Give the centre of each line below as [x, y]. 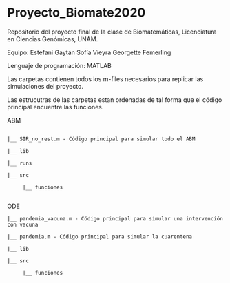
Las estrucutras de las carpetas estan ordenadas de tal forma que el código [115, 99]
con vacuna [23, 224]
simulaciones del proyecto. [45, 86]
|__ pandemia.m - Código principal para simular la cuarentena [100, 237]
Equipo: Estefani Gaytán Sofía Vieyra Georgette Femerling [89, 52]
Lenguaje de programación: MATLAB [59, 65]
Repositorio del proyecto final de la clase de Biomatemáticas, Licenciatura [112, 32]
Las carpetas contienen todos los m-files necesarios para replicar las [105, 79]
